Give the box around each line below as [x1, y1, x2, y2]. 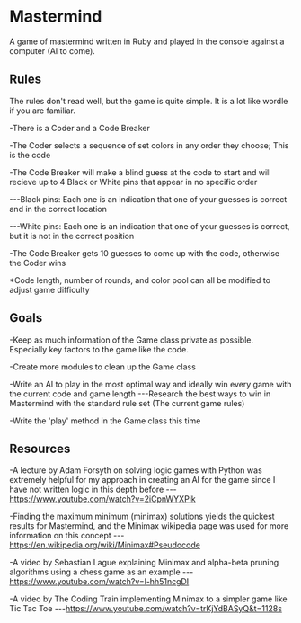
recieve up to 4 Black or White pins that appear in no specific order [9, 176, 258, 187]
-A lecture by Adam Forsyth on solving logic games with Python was [9, 465, 262, 476]
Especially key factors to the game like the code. [9, 343, 189, 354]
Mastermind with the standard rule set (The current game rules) [9, 397, 245, 408]
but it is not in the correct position [9, 230, 135, 241]
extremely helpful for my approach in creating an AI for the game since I [9, 475, 276, 485]
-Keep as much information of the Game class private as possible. [9, 334, 254, 345]
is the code [9, 149, 51, 160]
